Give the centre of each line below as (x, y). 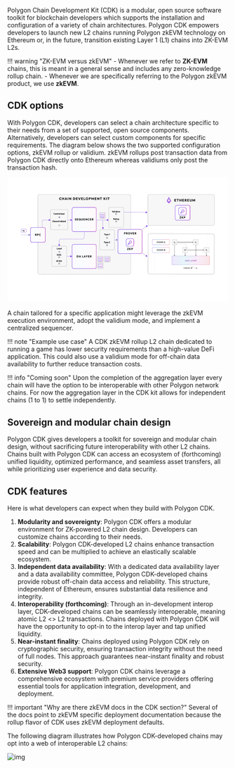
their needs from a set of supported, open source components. (98, 130)
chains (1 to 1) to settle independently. (62, 400)
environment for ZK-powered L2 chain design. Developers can (107, 529)
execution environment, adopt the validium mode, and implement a (104, 321)
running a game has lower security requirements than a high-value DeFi (111, 349)
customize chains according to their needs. (80, 537)
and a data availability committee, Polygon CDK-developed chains (113, 574)
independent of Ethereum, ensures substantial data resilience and (113, 589)
